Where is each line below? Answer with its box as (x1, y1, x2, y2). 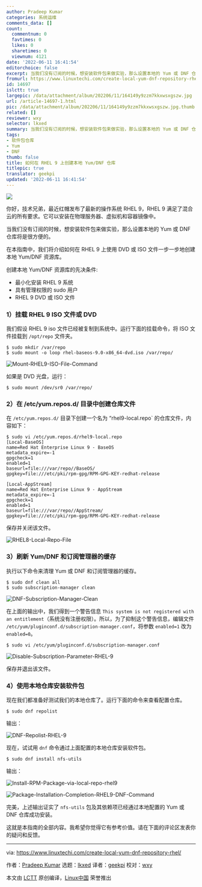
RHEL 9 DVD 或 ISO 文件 (14, 293, 75, 301)
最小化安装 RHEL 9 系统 (14, 278, 74, 286)
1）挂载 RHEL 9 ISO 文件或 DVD (6, 310, 97, 319)
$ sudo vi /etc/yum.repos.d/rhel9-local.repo (6, 434, 122, 440)
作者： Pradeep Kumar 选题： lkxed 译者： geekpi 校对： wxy (6, 861, 153, 869)
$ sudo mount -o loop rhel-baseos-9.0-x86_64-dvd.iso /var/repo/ (6, 350, 173, 356)
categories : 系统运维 (6, 14, 57, 20)
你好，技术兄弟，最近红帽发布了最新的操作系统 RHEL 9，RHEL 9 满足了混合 (6, 205, 194, 212)
